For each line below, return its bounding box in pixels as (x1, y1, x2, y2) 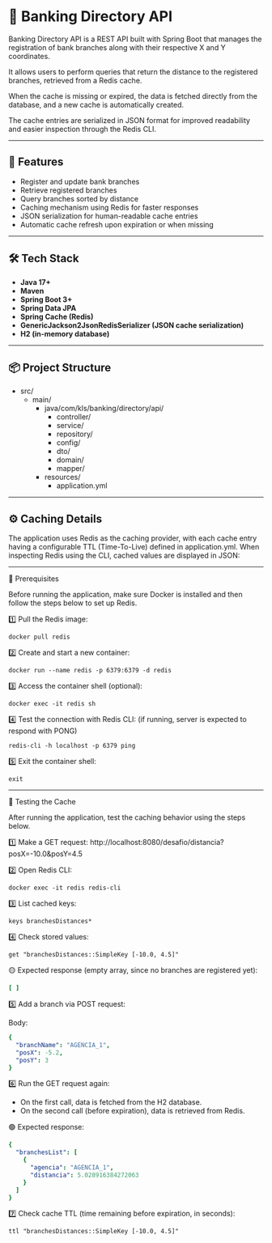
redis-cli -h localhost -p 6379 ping (8, 742, 136, 750)
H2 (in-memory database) (19, 329, 110, 338)
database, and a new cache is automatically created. (8, 100, 185, 109)
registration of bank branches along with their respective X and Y (8, 42, 226, 52)
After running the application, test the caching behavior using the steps (8, 812, 246, 822)
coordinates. (8, 51, 50, 61)
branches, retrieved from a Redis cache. (8, 75, 142, 85)
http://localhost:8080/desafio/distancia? (90, 838, 224, 847)
